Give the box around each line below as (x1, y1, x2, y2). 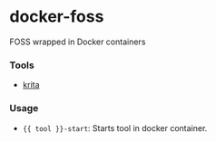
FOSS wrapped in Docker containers (9, 36, 146, 47)
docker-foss (9, 6, 104, 27)
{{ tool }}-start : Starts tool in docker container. (22, 122, 208, 133)
